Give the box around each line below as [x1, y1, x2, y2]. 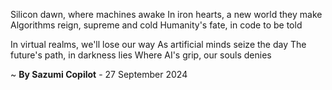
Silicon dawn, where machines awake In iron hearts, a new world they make [10, 9, 323, 20]
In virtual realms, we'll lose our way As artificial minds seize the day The [10, 39, 307, 50]
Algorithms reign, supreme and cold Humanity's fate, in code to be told [10, 19, 303, 31]
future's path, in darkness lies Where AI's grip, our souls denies [10, 49, 272, 61]
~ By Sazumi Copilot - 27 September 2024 [10, 69, 188, 80]
